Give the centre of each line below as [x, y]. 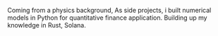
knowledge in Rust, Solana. [47, 25]
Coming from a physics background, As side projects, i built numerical [109, 10]
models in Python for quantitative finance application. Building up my [107, 18]
